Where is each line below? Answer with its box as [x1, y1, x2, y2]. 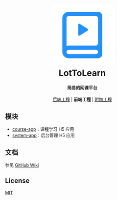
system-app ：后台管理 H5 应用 [12, 132, 75, 139]
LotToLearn [58, 68, 106, 79]
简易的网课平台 [67, 85, 97, 90]
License [5, 176, 30, 185]
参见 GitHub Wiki [5, 162, 39, 168]
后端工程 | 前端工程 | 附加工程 [52, 96, 112, 102]
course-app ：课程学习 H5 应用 [12, 126, 74, 132]
